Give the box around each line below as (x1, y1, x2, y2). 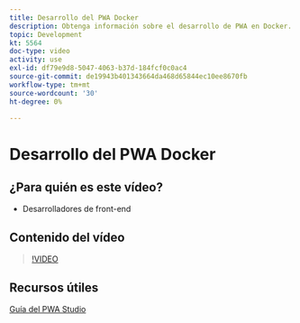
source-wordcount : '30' (9, 88, 99, 97)
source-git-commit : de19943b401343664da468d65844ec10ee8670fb (9, 72, 248, 81)
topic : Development (9, 30, 83, 39)
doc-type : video (9, 47, 70, 56)
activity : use (9, 55, 63, 64)
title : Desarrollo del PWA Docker (9, 13, 140, 23)
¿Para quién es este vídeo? (9, 180, 164, 195)
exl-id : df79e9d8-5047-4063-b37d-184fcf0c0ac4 (9, 64, 187, 73)
